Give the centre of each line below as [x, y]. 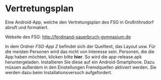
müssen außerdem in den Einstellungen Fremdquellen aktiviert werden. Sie [81, 67]
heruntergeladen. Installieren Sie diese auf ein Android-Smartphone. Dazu [80, 62]
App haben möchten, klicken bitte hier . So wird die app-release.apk [74, 56]
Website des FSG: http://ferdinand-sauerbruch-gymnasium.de [68, 37]
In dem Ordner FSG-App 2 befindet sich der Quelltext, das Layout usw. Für [80, 46]
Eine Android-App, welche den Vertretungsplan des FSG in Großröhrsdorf [80, 22]
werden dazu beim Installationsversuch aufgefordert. [59, 72]
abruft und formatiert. [27, 27]
